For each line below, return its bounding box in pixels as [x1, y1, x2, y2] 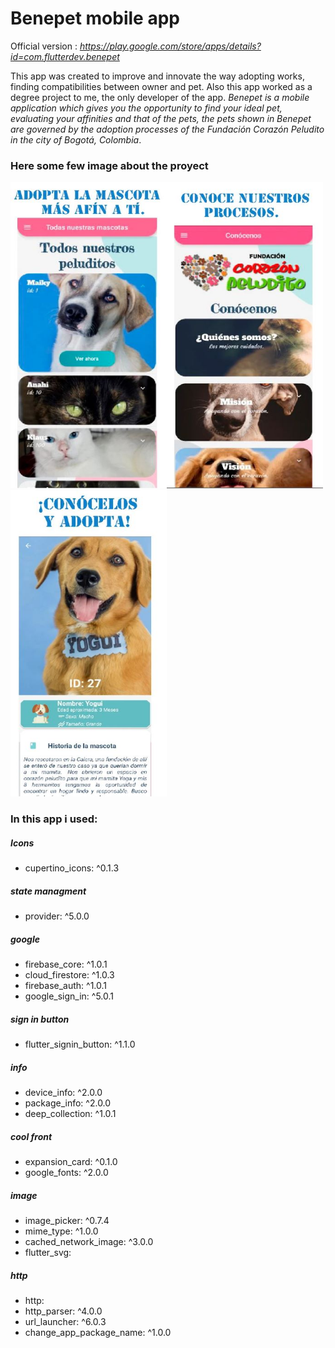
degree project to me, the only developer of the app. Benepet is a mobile [10, 91, 310, 103]
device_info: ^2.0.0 [24, 1087, 103, 1098]
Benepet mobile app [10, 7, 180, 30]
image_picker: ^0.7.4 [24, 1214, 110, 1226]
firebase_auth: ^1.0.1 [24, 980, 108, 992]
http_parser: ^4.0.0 [24, 1305, 103, 1317]
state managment [10, 885, 87, 897]
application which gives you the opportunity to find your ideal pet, [10, 102, 283, 114]
